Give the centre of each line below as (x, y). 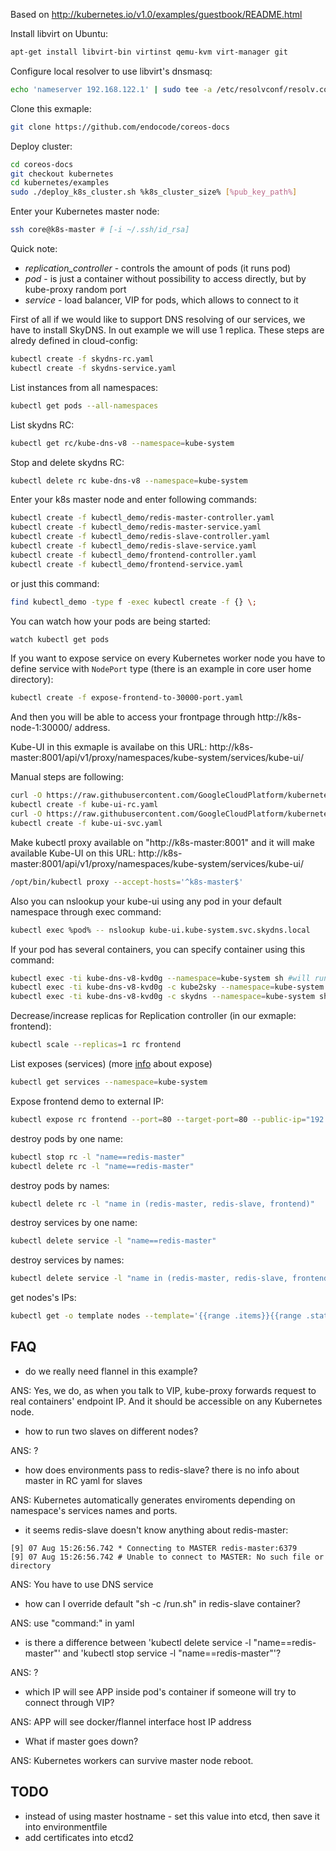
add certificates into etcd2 (79, 1837)
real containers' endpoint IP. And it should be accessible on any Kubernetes (166, 1401)
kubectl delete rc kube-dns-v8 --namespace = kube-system (129, 480)
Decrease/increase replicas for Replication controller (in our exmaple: (153, 1016)
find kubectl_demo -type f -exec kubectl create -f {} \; (133, 602)
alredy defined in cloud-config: (74, 340)
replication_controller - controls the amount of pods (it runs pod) (158, 268)
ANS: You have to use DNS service (82, 1584)
